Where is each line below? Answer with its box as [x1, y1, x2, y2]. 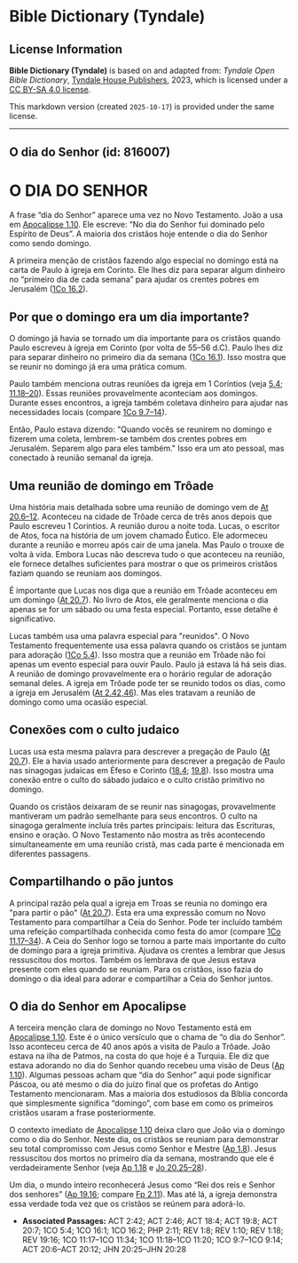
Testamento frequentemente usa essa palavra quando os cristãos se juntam [9, 640, 286, 651]
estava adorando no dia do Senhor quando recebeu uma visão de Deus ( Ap [9, 1060, 286, 1071]
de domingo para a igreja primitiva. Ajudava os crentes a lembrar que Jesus [9, 945, 286, 955]
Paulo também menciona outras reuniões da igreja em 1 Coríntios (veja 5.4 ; [9, 379, 284, 389]
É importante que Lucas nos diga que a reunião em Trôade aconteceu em [9, 585, 278, 596]
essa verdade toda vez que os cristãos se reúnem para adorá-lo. [9, 1198, 246, 1210]
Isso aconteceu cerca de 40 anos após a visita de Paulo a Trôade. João [9, 1042, 271, 1052]
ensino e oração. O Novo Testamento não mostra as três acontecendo [9, 829, 266, 840]
